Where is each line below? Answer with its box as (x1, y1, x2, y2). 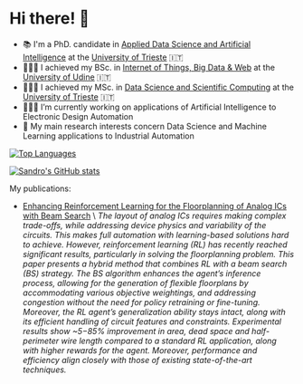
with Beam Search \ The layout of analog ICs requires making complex (22, 210, 287, 221)
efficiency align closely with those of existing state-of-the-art (22, 354, 253, 365)
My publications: (9, 183, 71, 194)
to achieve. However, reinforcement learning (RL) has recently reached (22, 239, 288, 250)
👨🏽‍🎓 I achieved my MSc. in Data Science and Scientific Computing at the (22, 82, 294, 92)
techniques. (22, 364, 67, 375)
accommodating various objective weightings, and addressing (22, 287, 256, 298)
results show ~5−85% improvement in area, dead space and (22, 325, 251, 336)
